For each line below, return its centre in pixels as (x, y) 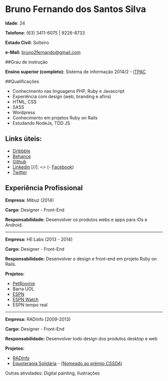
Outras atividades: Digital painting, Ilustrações (52, 373)
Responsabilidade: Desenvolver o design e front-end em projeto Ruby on (81, 259)
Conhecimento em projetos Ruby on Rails (55, 118)
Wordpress (24, 112)
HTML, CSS (24, 102)
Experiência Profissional (44, 188)
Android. (14, 225)
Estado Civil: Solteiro (27, 42)
